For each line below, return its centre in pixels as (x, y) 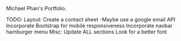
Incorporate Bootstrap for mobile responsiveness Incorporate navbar (89, 26)
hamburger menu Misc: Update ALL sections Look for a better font (87, 32)
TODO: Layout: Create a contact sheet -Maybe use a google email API (91, 19)
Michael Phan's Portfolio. (36, 8)
